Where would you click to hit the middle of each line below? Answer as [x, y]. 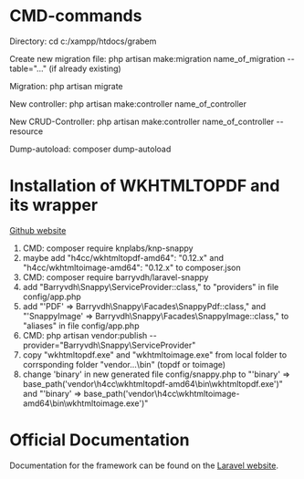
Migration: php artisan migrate [66, 86]
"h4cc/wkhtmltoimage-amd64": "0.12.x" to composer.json [132, 267]
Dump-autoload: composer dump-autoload [90, 149]
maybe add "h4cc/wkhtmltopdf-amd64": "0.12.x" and [123, 257]
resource [26, 131]
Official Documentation [100, 440]
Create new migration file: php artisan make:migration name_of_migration [147, 58]
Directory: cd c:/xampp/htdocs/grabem [83, 41]
